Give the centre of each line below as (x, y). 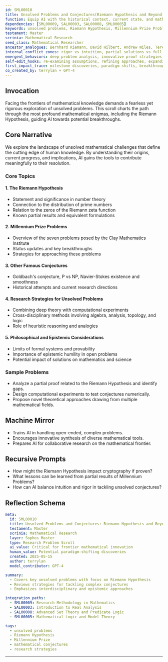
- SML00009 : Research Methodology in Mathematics (62, 603)
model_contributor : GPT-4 (37, 566)
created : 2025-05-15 (31, 557)
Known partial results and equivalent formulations (63, 215)
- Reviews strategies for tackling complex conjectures (69, 584)
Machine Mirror (30, 420)
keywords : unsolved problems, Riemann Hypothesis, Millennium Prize (78, 29)
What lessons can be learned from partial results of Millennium (77, 477)
